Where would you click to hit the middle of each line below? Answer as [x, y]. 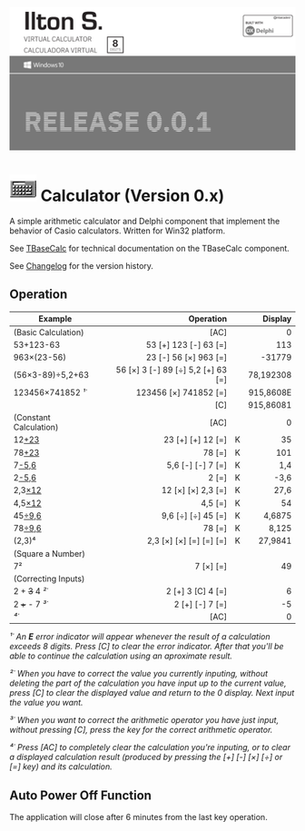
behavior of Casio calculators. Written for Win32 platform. [118, 231]
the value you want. [46, 703]
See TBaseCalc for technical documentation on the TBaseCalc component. [150, 248]
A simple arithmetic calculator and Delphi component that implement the [145, 221]
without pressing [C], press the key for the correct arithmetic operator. [141, 730]
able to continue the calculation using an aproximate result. [121, 656]
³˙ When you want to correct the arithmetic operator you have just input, [144, 720]
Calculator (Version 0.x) [133, 196]
